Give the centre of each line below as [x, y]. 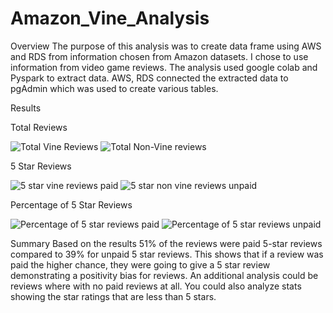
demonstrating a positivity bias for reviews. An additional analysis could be [164, 275]
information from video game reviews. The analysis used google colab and [164, 67]
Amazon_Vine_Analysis [110, 18]
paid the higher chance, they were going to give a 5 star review [140, 264]
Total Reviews [39, 127]
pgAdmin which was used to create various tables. [114, 88]
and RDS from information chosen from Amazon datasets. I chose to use [159, 56]
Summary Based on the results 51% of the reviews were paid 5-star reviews [166, 243]
